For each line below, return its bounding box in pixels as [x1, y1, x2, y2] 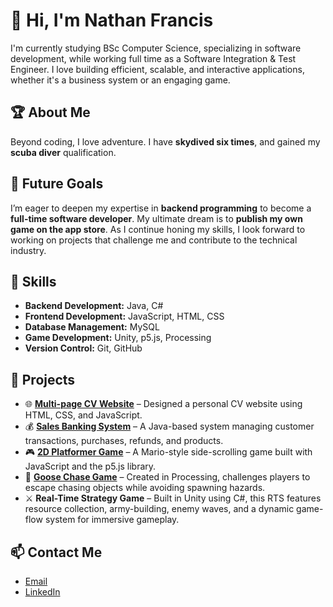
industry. [10, 244, 47, 256]
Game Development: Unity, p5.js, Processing [24, 332, 212, 344]
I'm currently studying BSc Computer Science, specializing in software [10, 42, 302, 54]
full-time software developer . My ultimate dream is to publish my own [10, 212, 303, 224]
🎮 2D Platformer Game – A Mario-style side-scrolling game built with [24, 446, 313, 458]
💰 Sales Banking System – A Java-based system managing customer [24, 420, 315, 433]
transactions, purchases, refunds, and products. [24, 435, 224, 447]
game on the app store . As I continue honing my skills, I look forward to [10, 223, 306, 235]
